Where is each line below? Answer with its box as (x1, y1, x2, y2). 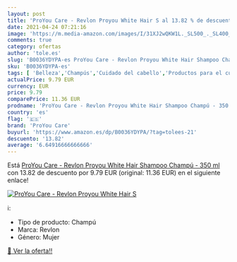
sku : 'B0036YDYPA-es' (7, 63, 71, 70)
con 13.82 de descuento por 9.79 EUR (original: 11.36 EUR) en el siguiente (7, 169, 221, 177)
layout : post (7, 10, 46, 18)
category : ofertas (7, 43, 61, 50)
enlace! (7, 176, 29, 184)
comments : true (7, 37, 52, 44)
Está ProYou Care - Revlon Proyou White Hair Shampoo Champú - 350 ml (7, 161, 220, 169)
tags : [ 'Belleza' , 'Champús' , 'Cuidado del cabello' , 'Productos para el (7, 69, 222, 76)
